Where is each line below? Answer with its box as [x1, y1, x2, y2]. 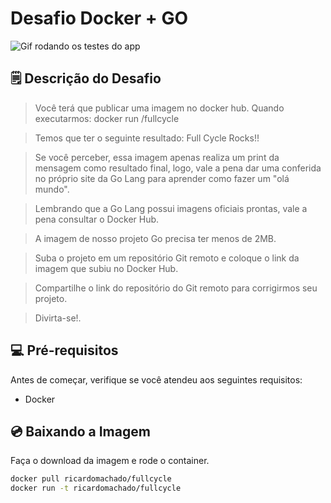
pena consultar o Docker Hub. [34, 213, 160, 225]
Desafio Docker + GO [10, 7, 189, 30]
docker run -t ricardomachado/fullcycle [10, 483, 182, 494]
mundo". [34, 183, 70, 195]
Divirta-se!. [34, 312, 82, 324]
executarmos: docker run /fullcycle [34, 112, 180, 124]
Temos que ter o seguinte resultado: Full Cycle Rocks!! [34, 132, 260, 144]
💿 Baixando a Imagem [10, 423, 151, 440]
